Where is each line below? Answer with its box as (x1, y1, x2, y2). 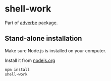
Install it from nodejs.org (5, 57, 55, 63)
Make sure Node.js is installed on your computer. (5, 47, 106, 53)
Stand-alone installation (5, 34, 82, 43)
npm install (5, 67, 30, 72)
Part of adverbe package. (5, 20, 58, 26)
